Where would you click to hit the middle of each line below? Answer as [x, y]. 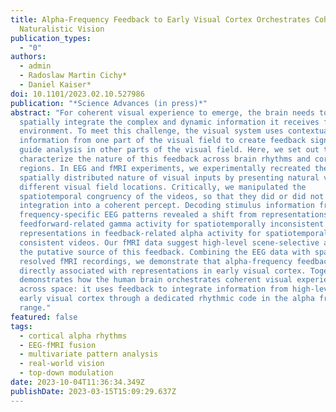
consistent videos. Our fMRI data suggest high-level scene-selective [169, 242]
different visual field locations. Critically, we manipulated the [163, 187]
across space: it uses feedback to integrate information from [153, 289]
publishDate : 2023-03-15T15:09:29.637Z [93, 391]
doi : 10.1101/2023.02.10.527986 [77, 94]
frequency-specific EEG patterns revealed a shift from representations [174, 215]
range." [35, 308]
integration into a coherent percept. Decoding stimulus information [167, 206]
